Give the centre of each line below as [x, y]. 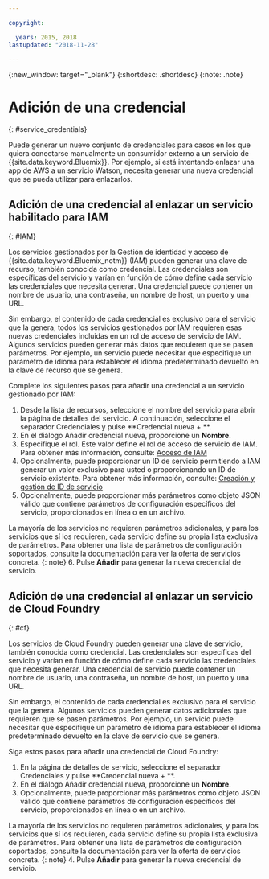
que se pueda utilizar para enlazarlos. [71, 179]
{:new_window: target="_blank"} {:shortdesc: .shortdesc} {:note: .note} [126, 75]
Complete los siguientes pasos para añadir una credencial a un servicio [126, 386]
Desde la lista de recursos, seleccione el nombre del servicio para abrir [138, 410]
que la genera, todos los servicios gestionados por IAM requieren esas [125, 327]
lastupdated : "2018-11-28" [53, 45]
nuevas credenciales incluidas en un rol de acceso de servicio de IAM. [125, 336]
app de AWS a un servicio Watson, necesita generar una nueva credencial [131, 170]
